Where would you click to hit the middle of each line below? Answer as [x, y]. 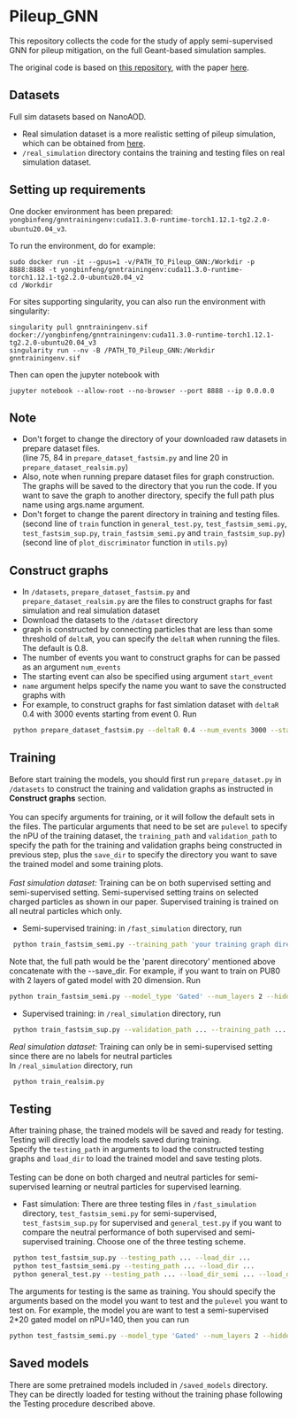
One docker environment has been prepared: [91, 211]
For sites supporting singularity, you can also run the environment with [137, 301]
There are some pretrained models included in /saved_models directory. [138, 1384]
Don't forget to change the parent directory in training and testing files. [151, 515]
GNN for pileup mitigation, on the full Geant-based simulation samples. [138, 50]
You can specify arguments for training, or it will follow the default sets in [142, 817]
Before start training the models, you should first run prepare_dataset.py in [145, 779]
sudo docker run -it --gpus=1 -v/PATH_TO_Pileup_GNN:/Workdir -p [132, 262]
